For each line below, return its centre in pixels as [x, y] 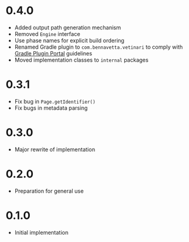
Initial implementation [41, 232]
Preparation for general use [49, 191]
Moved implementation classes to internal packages [81, 60]
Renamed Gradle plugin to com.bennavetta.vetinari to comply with [99, 47]
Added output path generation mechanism [68, 27]
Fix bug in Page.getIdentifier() [55, 101]
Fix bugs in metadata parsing [51, 108]
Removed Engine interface [47, 34]
